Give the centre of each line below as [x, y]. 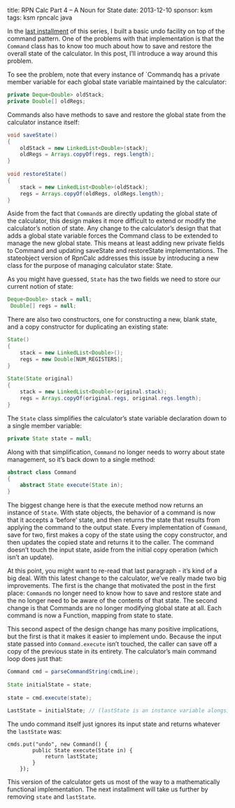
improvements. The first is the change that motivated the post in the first [112, 586]
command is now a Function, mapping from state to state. [90, 615]
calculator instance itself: [43, 122]
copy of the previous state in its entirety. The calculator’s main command [112, 652]
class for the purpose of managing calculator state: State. [90, 266]
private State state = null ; [50, 438]
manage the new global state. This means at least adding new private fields [116, 243]
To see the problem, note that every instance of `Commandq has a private [114, 74]
